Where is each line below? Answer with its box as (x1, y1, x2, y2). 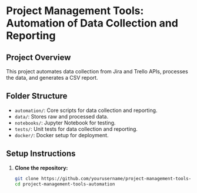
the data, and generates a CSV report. (6, 75, 98, 81)
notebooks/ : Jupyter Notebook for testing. (14, 119, 116, 126)
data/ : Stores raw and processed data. (14, 113, 109, 120)
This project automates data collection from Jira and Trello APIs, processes (6, 68, 188, 75)
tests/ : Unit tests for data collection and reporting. (14, 125, 138, 133)
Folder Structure (6, 91, 68, 101)
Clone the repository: (14, 164, 68, 171)
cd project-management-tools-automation (14, 181, 115, 187)
